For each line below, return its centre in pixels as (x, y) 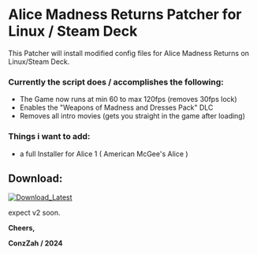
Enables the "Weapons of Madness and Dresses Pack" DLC (116, 107)
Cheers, (22, 228)
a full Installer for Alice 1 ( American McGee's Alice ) (104, 154)
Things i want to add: (49, 137)
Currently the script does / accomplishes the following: (116, 82)
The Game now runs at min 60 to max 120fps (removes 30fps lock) (128, 99)
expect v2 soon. (34, 213)
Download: (35, 178)
